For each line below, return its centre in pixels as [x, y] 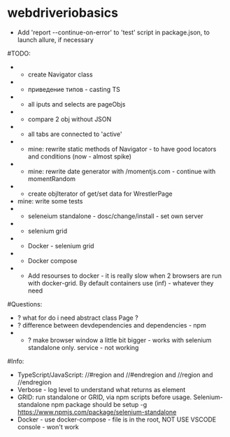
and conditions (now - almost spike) [79, 156]
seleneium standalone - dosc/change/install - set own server [116, 216]
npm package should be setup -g [99, 404]
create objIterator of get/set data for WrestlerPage [100, 194]
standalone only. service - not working [83, 347]
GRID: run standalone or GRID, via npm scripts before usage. [105, 397]
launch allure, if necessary [56, 39]
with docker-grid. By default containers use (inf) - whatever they [121, 283]
